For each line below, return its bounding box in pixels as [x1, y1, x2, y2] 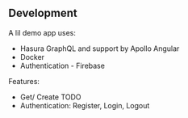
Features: [8, 76, 40, 86]
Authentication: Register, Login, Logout [19, 100, 150, 110]
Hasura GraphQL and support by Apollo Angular [19, 44, 180, 53]
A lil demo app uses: [8, 27, 77, 37]
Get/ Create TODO [19, 92, 82, 102]
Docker [19, 52, 45, 61]
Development [8, 6, 78, 20]
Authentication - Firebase [19, 61, 105, 70]
